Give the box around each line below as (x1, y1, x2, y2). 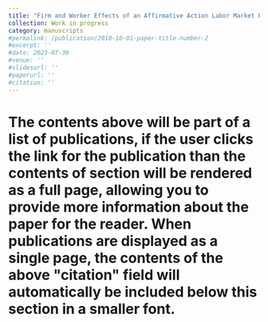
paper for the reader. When (8, 215, 191, 233)
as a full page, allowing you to (8, 181, 209, 199)
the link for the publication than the (8, 147, 246, 165)
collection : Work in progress (8, 19, 109, 27)
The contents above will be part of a (8, 113, 251, 131)
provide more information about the (8, 197, 250, 216)
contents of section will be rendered (8, 164, 253, 182)
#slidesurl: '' (8, 64, 59, 72)
